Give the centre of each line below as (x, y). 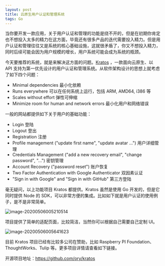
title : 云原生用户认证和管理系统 (35, 14)
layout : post (18, 10)
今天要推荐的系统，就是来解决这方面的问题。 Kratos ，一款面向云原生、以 (79, 63)
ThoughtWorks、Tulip (27, 248)
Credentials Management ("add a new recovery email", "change (77, 155)
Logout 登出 (24, 131)
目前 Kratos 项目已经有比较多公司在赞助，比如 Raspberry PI (66, 242)
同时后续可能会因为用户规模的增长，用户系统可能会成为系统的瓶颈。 (74, 52)
